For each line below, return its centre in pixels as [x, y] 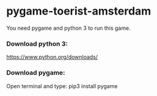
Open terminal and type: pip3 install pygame [62, 86]
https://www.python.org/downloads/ [52, 57]
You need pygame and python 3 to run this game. [68, 28]
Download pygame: [36, 73]
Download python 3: [37, 44]
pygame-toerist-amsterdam [79, 11]
